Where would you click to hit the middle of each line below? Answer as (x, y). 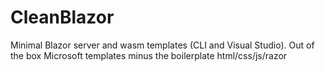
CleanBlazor (62, 17)
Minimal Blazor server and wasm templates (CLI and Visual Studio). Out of (162, 45)
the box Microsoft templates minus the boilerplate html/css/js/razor (149, 55)
